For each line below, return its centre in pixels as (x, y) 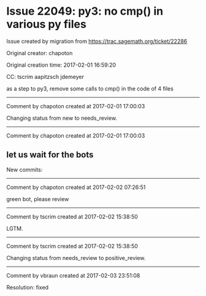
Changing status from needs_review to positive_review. (76, 257)
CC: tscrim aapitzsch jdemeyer (45, 76)
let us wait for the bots (50, 155)
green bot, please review (38, 199)
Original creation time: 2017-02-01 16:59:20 (61, 65)
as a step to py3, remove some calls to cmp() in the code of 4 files (90, 88)
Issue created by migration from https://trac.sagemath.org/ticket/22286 (97, 41)
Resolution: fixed (28, 287)
